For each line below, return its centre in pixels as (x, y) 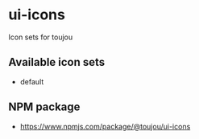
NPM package (44, 107)
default (32, 81)
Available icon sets (57, 62)
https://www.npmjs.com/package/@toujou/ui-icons (105, 126)
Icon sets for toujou (41, 37)
